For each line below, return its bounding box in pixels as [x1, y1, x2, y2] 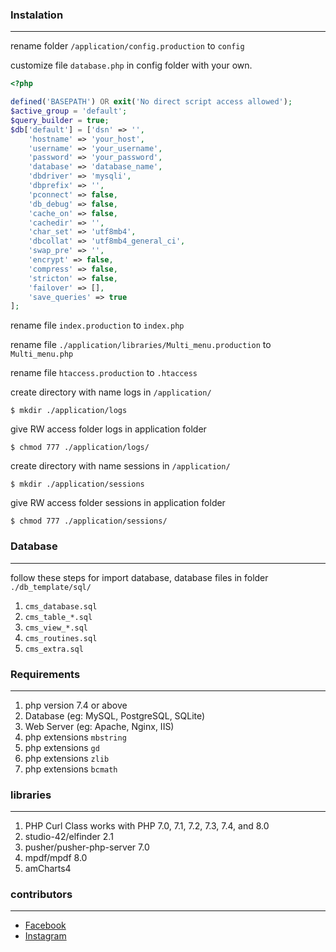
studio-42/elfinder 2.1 [24, 831, 114, 843]
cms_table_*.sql [24, 612, 93, 622]
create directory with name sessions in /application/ [10, 460, 231, 472]
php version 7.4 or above [24, 699, 128, 711]
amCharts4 [24, 863, 72, 875]
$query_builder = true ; [10, 115, 110, 125]
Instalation [10, 8, 64, 22]
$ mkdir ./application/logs [10, 406, 128, 416]
